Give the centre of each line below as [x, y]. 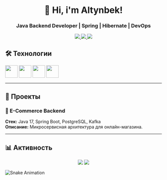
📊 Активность [29, 148]
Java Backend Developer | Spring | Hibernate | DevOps [83, 26]
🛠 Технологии [29, 54]
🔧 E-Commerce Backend [35, 111]
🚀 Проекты [23, 96]
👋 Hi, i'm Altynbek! [83, 10]
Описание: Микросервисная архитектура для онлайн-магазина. [74, 127]
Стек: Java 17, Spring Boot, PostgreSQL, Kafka [53, 121]
